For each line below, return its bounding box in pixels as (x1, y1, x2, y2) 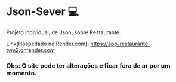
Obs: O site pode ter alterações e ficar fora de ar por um (6, 61, 171, 69)
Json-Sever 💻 (6, 5, 79, 19)
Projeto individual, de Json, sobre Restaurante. (6, 28, 121, 36)
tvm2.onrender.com (6, 46, 55, 54)
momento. (6, 69, 37, 77)
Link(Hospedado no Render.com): (6, 40, 89, 47)
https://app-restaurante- (90, 40, 151, 47)
